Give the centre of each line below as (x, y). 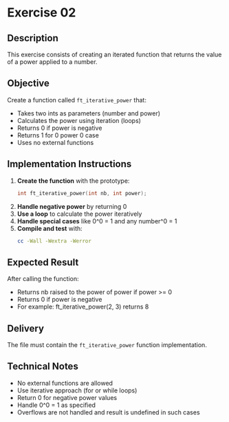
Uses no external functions (55, 142)
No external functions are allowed (65, 383)
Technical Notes (43, 367)
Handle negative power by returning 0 (72, 206)
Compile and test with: (50, 228)
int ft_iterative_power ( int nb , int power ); (82, 193)
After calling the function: (43, 279)
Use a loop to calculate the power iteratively (79, 214)
